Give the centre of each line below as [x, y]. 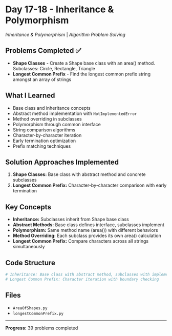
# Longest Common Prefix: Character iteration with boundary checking [82, 279]
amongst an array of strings [42, 79]
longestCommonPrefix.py [38, 313]
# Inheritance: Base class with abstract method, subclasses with [78, 274]
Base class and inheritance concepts [51, 108]
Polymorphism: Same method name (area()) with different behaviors [85, 230]
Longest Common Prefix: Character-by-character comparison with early [90, 185]
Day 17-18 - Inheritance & [60, 9]
